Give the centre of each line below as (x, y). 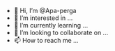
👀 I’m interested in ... (43, 18)
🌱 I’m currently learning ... (51, 25)
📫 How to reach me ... (46, 40)
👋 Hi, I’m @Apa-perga (45, 11)
